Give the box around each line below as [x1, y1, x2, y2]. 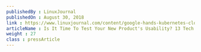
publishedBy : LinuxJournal [6, 8, 77, 15]
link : [6, 20, 23, 26]
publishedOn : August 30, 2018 [6, 14, 84, 20]
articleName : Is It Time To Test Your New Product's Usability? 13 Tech [6, 25, 194, 32]
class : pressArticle [6, 36, 60, 42]
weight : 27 [6, 31, 36, 37]
